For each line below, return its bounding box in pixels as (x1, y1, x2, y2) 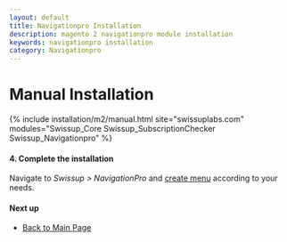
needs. (9, 182, 35, 193)
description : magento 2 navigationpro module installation (9, 29, 234, 38)
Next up (9, 202, 40, 214)
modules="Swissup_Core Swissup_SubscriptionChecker (9, 124, 216, 134)
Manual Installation (9, 85, 154, 105)
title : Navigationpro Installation (9, 21, 142, 30)
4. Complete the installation (9, 153, 114, 164)
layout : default (9, 12, 70, 22)
